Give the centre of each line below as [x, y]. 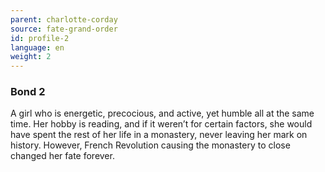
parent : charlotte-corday [64, 19]
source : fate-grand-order [64, 29]
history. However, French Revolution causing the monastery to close [150, 145]
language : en [37, 47]
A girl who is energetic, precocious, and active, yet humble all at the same [162, 113]
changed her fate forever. [62, 156]
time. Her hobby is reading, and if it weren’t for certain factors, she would [161, 124]
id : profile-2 [40, 38]
